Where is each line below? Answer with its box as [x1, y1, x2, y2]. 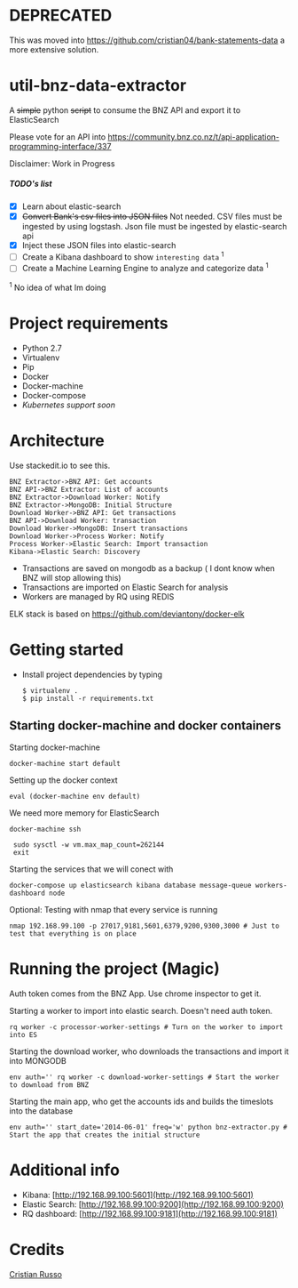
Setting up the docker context [9, 775, 118, 785]
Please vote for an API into [9, 131, 106, 142]
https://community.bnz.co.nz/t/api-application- [107, 131, 280, 142]
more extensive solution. [9, 44, 99, 54]
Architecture [9, 431, 105, 451]
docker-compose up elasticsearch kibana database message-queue [9, 881, 252, 890]
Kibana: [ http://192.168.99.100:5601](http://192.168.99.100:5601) [21, 1189, 255, 1200]
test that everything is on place [9, 929, 137, 938]
